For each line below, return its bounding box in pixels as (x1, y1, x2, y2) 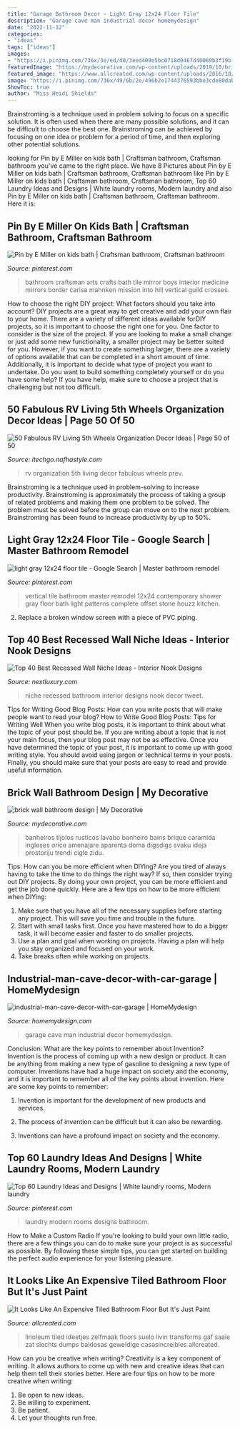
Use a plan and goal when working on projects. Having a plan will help (17, 937, 225, 946)
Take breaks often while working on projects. (17, 952, 151, 961)
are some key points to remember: (7, 1083, 109, 1090)
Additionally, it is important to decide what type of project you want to (7, 360, 213, 368)
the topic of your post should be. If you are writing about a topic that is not (7, 728, 226, 736)
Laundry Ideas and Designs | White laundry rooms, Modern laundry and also (7, 184, 232, 193)
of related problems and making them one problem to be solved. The (7, 498, 210, 506)
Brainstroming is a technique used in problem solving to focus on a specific (7, 110, 229, 119)
